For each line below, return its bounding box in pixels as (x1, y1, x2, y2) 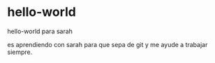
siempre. (7, 48, 33, 56)
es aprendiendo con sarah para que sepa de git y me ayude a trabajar (7, 40, 208, 48)
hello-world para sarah (7, 27, 73, 35)
